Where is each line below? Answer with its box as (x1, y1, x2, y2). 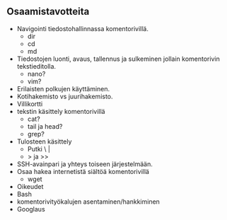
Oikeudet (16, 182, 44, 190)
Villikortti (16, 99, 43, 108)
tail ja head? (27, 122, 63, 130)
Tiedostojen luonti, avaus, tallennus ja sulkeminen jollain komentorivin (16, 54, 220, 63)
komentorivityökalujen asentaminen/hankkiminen (16, 197, 161, 206)
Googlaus (16, 204, 45, 213)
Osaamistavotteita (6, 6, 90, 18)
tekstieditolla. (16, 62, 57, 70)
